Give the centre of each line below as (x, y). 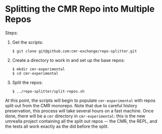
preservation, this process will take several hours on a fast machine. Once (79, 111)
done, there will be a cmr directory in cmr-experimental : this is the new (75, 116)
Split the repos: (27, 82)
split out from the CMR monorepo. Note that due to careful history (71, 105)
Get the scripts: (28, 42)
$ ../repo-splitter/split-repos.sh (48, 91)
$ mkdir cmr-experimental (38, 69)
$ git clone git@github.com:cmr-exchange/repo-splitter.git (74, 51)
